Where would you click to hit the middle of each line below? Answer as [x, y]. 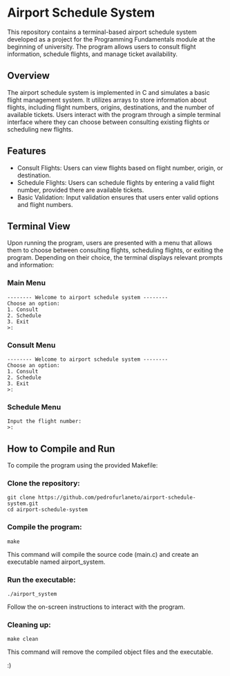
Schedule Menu [34, 407]
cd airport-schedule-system [48, 510]
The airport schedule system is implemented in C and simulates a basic [109, 92]
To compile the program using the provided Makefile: [83, 465]
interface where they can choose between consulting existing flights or [108, 122]
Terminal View [39, 226]
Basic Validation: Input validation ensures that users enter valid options [118, 197]
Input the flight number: [44, 421]
